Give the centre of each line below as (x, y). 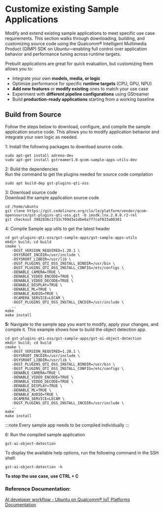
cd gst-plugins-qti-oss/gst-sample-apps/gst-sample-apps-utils (71, 238)
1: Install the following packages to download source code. (64, 147)
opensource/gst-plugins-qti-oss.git (42, 215)
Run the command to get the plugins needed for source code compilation (79, 174)
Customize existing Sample (62, 9)
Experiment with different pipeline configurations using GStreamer (81, 94)
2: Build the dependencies (31, 169)
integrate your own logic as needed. (41, 137)
